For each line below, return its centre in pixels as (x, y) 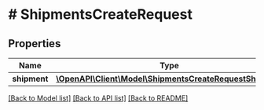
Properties (35, 44)
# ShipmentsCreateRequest (100, 15)
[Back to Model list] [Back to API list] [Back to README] (98, 98)
